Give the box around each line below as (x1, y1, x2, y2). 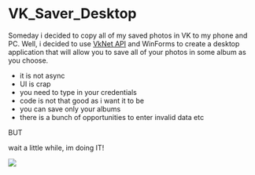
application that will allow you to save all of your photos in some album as (8, 47, 246, 57)
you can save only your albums (19, 104, 121, 114)
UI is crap (19, 79, 51, 89)
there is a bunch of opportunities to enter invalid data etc (19, 112, 205, 122)
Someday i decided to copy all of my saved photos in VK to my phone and (8, 31, 248, 40)
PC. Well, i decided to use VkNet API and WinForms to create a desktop (8, 38, 240, 48)
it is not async (19, 71, 65, 80)
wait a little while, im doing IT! (8, 143, 105, 152)
